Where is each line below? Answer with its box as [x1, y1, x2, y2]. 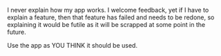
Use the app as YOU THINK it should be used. [7, 41, 138, 49]
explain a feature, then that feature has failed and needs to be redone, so [7, 13, 215, 21]
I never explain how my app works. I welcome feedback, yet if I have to [7, 6, 209, 14]
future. [7, 28, 26, 36]
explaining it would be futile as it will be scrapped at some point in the [7, 21, 206, 28]
